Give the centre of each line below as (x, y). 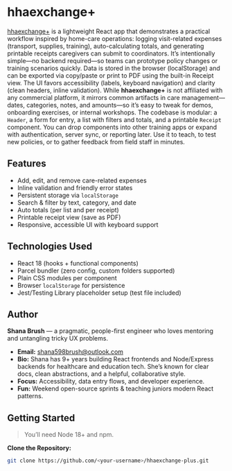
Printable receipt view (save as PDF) (69, 217)
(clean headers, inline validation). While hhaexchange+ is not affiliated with (115, 90)
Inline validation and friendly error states (75, 187)
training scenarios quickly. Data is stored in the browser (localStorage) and (114, 68)
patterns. (30, 396)
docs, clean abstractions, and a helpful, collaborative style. (101, 374)
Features (27, 164)
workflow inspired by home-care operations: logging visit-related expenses (115, 38)
